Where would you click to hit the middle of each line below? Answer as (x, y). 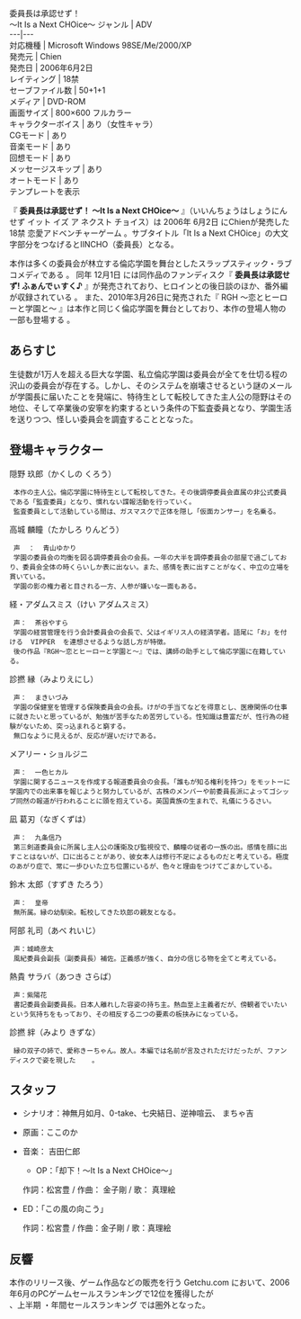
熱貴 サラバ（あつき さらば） (63, 976)
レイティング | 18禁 (44, 79)
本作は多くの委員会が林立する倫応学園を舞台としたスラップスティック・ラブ (150, 263)
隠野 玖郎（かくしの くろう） (63, 473)
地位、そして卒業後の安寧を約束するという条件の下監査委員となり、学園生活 (150, 408)
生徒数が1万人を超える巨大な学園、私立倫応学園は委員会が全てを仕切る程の (148, 374)
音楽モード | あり (40, 146)
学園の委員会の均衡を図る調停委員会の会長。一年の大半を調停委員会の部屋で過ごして (147, 557)
